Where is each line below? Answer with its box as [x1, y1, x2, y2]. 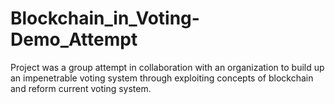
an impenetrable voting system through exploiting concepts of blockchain [10, 72, 314, 84]
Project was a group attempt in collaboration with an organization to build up [10, 61, 325, 73]
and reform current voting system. [10, 82, 152, 94]
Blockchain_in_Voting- [10, 7, 200, 30]
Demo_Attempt [10, 28, 138, 51]
